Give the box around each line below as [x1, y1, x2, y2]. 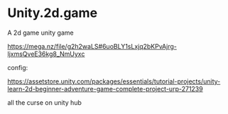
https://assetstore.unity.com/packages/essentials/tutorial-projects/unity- [7, 76, 221, 86]
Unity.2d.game [7, 5, 98, 21]
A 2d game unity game [7, 28, 74, 37]
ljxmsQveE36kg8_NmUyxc [7, 50, 85, 58]
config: [7, 63, 28, 72]
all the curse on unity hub [7, 98, 82, 107]
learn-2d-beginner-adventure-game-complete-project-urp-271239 [7, 84, 204, 93]
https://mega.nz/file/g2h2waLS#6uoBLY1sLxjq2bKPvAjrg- [7, 42, 178, 50]
